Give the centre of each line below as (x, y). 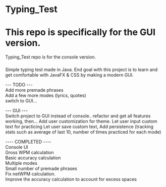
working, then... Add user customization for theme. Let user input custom (81, 121)
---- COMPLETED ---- (28, 142)
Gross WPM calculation (30, 153)
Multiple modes (21, 163)
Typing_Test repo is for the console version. (51, 57)
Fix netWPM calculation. (31, 174)
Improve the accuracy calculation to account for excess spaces (71, 179)
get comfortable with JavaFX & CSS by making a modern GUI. (69, 75)
